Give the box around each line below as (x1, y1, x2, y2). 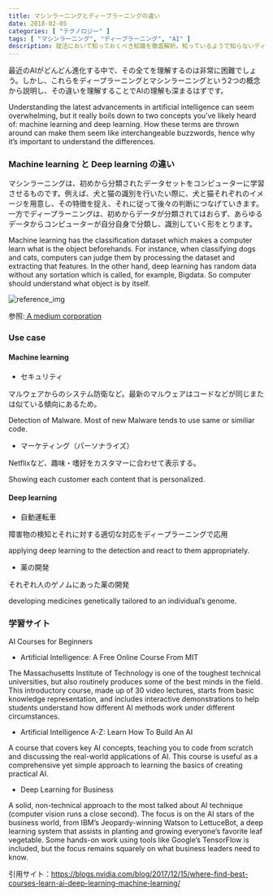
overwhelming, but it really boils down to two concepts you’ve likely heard (8, 111, 257, 120)
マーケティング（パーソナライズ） (19, 440, 134, 450)
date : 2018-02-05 (8, 20, 67, 28)
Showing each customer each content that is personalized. (8, 474, 206, 484)
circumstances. (8, 711, 60, 721)
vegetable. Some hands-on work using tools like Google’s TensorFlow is (8, 835, 249, 845)
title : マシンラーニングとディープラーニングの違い (8, 11, 161, 20)
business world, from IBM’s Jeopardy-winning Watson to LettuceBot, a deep (8, 818, 264, 828)
